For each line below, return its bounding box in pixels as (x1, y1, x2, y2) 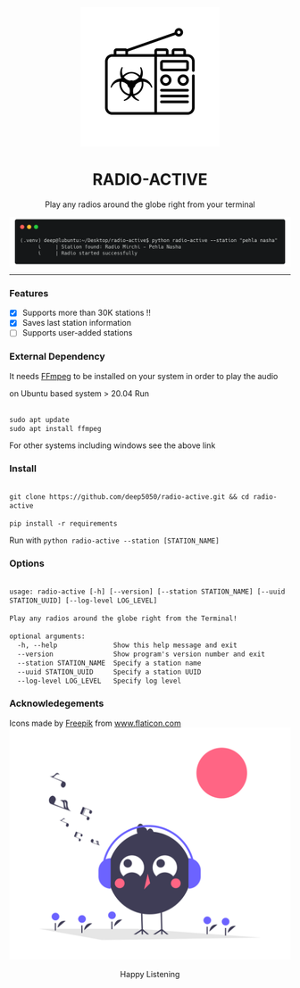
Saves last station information (21, 318, 132, 328)
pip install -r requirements (9, 519, 118, 528)
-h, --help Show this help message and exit (17, 641, 238, 650)
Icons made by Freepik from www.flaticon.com (9, 718, 181, 728)
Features (9, 286, 49, 299)
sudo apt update (9, 415, 70, 424)
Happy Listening (120, 969, 180, 980)
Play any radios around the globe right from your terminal (44, 199, 256, 210)
